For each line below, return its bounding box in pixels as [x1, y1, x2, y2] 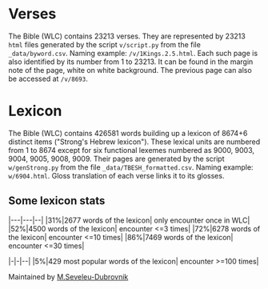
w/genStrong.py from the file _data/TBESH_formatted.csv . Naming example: [8, 162, 254, 172]
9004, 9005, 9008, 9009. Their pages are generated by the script [8, 154, 225, 163]
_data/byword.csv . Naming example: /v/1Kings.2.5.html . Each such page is [8, 48, 258, 58]
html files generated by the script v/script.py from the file [8, 39, 202, 49]
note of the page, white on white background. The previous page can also [8, 65, 252, 74]
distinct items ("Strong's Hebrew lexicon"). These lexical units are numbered [8, 137, 261, 147]
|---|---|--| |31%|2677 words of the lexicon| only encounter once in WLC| [8, 215, 250, 225]
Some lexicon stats [8, 194, 106, 208]
